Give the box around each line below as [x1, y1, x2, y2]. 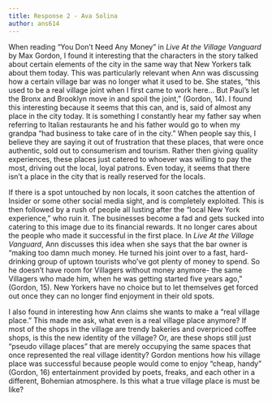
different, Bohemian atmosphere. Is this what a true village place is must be [8, 376, 261, 386]
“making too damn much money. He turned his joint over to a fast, [8, 247, 229, 257]
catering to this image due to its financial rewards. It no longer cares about [8, 221, 257, 232]
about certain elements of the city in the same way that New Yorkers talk [8, 59, 252, 69]
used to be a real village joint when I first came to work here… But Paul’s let [8, 85, 260, 94]
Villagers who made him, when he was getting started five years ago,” [8, 273, 243, 283]
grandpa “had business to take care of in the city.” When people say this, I [8, 128, 257, 138]
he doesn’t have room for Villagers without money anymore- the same [8, 265, 243, 275]
